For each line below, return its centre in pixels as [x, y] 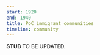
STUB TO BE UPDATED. [36, 46]
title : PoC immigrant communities [50, 23]
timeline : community [33, 29]
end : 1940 [19, 18]
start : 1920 [21, 12]
